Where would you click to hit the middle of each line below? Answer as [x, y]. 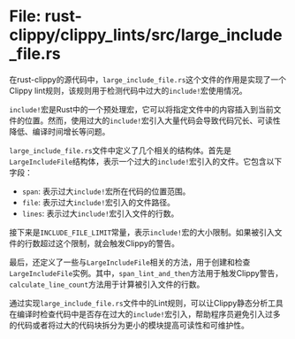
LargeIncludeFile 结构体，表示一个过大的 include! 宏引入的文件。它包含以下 [146, 161]
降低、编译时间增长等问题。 [60, 131]
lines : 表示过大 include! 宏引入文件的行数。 [100, 213]
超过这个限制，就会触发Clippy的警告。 [109, 243]
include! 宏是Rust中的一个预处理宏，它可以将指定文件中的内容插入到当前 [141, 109]
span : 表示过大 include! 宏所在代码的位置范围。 [106, 191]
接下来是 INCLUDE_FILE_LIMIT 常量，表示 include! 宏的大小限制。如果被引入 [142, 232]
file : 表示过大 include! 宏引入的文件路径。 [98, 202]
